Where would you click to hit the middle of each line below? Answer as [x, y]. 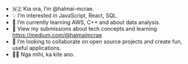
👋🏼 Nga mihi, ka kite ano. [43, 54]
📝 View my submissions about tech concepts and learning [85, 29]
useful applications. [37, 48]
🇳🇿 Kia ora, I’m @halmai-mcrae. [53, 9]
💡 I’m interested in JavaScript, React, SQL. [65, 15]
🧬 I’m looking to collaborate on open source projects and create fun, [97, 41]
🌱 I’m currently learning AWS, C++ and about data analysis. [86, 22]
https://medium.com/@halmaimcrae [57, 35]
